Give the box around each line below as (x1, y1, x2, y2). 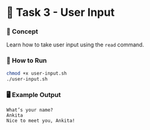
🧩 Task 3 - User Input (6, 5, 115, 20)
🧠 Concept (6, 27, 39, 36)
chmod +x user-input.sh (6, 70, 67, 76)
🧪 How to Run (6, 56, 47, 65)
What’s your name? (6, 107, 53, 113)
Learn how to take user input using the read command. (6, 41, 144, 48)
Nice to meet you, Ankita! (6, 117, 75, 124)
